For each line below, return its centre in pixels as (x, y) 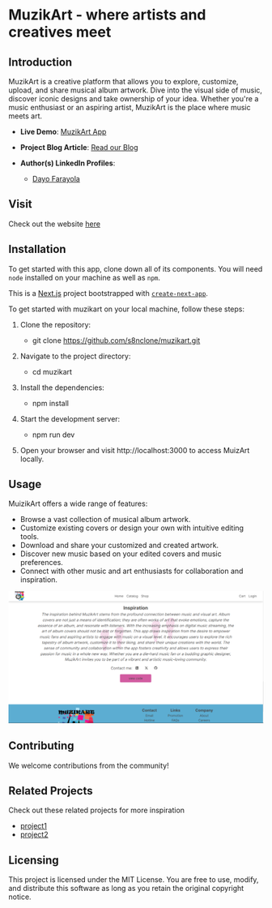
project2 (34, 835)
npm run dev (53, 435)
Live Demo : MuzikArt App (63, 132)
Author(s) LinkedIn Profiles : (68, 163)
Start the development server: (70, 418)
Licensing (34, 860)
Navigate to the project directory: (75, 356)
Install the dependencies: (62, 388)
